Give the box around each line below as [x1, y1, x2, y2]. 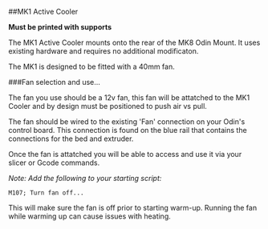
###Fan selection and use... [8, 78, 100, 86]
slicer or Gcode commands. [8, 158, 100, 167]
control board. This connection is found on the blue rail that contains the [8, 126, 247, 135]
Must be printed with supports [8, 22, 112, 31]
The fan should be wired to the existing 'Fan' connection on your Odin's [8, 117, 246, 127]
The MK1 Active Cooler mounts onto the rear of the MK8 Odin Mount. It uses [8, 38, 261, 47]
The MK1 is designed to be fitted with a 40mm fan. [8, 62, 175, 71]
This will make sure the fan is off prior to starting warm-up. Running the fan [8, 203, 258, 212]
